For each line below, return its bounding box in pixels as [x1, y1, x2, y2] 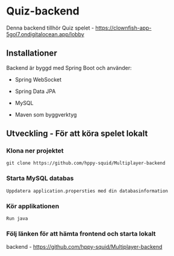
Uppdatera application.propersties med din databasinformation [6, 188, 169, 194]
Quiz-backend [6, 4, 79, 18]
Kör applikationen [6, 202, 60, 210]
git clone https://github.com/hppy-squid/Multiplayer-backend [6, 160, 166, 167]
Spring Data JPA [14, 88, 56, 95]
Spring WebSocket [14, 75, 62, 83]
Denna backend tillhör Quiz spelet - [6, 24, 95, 31]
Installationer [6, 48, 57, 59]
